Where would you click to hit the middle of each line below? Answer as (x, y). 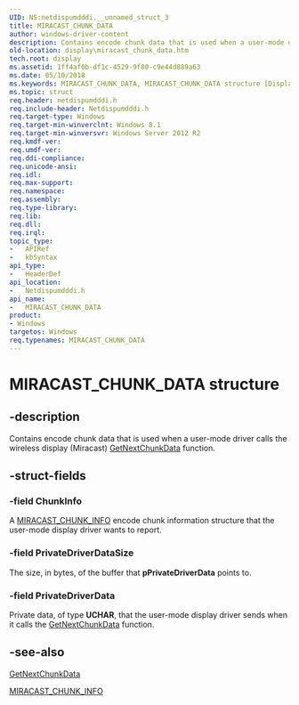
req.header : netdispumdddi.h (63, 100)
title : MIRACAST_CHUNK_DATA (61, 26)
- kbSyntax (33, 258)
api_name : (28, 299)
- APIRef (29, 249)
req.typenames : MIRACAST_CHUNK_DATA (77, 340)
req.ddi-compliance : (48, 158)
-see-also (37, 652)
